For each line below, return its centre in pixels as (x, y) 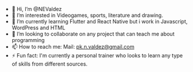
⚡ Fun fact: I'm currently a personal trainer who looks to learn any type (97, 55)
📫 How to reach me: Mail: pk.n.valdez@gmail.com (73, 47)
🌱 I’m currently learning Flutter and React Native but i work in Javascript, (100, 21)
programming (28, 40)
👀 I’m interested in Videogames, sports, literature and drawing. (87, 15)
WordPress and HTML (39, 28)
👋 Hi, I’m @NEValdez (36, 9)
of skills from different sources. (49, 64)
